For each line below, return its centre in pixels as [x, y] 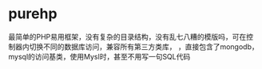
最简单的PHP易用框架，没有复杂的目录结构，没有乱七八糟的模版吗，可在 [127, 36]
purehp [33, 14]
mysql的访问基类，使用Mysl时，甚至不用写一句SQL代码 [99, 56]
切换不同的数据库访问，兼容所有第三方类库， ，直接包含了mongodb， [144, 46]
